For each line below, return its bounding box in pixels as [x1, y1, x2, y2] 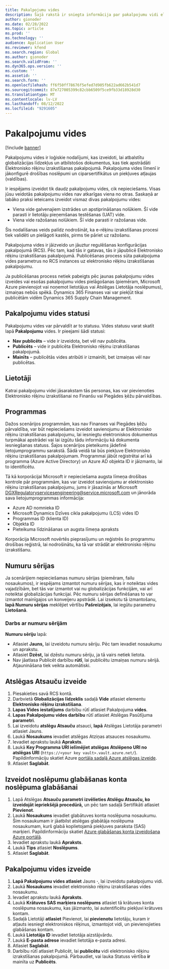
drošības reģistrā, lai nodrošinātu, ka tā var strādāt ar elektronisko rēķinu [5, 541, 156, 547]
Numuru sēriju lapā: [5, 631, 47, 637]
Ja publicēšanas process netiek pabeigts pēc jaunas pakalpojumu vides [5, 273, 154, 279]
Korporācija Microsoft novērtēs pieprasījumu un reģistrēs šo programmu [5, 536, 155, 542]
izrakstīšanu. [5, 547, 32, 553]
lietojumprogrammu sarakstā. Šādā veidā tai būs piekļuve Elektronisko [5, 448, 150, 454]
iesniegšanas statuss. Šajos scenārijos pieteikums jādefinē [5, 442, 127, 448]
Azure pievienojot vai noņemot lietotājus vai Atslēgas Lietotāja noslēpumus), [5, 284, 163, 290]
